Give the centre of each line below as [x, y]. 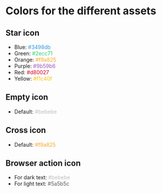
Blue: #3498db [32, 47]
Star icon [22, 33]
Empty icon [27, 97]
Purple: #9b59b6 [35, 66]
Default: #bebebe [35, 112]
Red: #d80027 [32, 72]
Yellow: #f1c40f [33, 79]
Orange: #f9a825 [35, 60]
